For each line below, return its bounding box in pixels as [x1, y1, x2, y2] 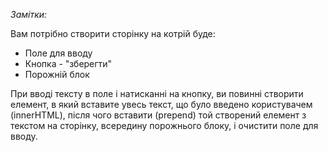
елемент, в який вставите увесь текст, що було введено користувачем [10, 99, 313, 110]
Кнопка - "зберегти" [24, 58, 113, 69]
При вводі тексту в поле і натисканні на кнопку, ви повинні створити [10, 88, 304, 99]
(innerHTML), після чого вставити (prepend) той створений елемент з [10, 109, 307, 121]
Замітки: [10, 9, 48, 20]
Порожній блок [24, 69, 90, 80]
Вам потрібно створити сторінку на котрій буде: [10, 28, 216, 39]
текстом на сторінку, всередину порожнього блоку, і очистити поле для [10, 120, 319, 131]
